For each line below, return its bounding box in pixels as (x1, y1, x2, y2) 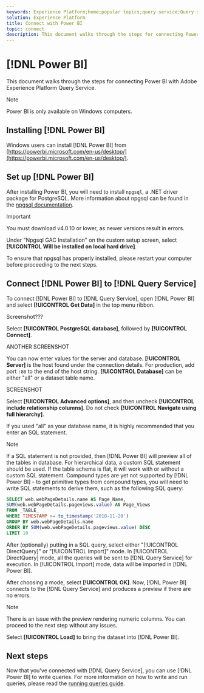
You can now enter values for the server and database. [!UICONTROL (6, 355, 181, 362)
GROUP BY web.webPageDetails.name (6, 519, 94, 525)
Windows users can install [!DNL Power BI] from (6, 141, 126, 149)
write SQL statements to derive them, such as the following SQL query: (6, 484, 184, 492)
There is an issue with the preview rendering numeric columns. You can (6, 615, 186, 623)
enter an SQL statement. (6, 429, 67, 436)
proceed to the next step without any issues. (6, 621, 118, 629)
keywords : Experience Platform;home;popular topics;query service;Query (6, 9, 194, 15)
